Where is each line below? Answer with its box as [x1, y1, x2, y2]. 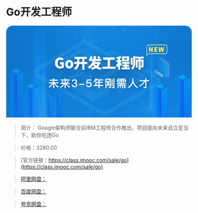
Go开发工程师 [6, 5, 72, 19]
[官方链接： [20, 157, 49, 164]
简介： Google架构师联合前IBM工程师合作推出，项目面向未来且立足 [20, 124, 184, 132]
